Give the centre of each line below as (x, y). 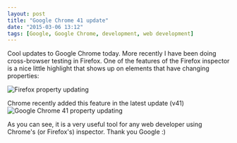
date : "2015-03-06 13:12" (45, 27)
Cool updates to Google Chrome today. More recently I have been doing (112, 54)
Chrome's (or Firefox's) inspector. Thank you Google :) (86, 132)
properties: (23, 76)
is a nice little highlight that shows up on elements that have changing (108, 68)
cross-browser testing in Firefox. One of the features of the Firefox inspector (119, 61)
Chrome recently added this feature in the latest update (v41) (96, 104)
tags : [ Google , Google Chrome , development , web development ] (101, 33)
